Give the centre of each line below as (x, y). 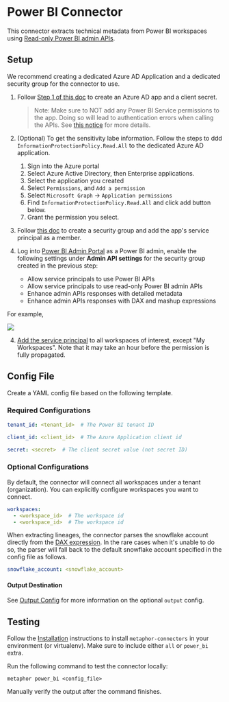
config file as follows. (37, 557)
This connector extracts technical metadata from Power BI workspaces (107, 31)
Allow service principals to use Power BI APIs (91, 279)
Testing (24, 622)
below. (37, 209)
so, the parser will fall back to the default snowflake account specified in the (114, 550)
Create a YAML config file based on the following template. (90, 393)
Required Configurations (49, 410)
